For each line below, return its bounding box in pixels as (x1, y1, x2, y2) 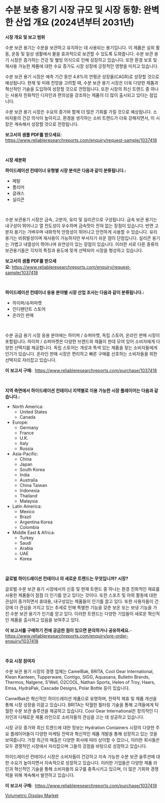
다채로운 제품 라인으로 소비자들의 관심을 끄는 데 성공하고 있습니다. (18, 714, 144, 720)
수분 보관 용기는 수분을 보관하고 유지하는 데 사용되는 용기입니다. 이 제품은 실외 (5, 44, 155, 50)
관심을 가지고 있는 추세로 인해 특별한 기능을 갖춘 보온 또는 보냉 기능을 (19, 604, 152, 610)
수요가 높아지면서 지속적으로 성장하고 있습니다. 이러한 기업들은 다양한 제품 (10, 760, 153, 765)
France (19, 430, 34, 436)
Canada (19, 414, 36, 420)
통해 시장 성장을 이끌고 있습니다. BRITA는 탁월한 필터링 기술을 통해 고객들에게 (5, 702, 154, 708)
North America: (12, 403, 43, 409)
